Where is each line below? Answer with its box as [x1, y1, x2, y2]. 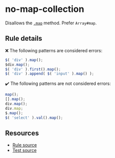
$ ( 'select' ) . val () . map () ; [5, 115, 63, 120]
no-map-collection [5, 3, 84, 15]
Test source [12, 148, 37, 154]
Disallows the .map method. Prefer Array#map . [5, 20, 97, 26]
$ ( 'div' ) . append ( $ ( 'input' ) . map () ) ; [5, 71, 94, 77]
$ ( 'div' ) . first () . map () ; [5, 67, 61, 72]
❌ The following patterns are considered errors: [5, 47, 103, 53]
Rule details [5, 34, 42, 43]
